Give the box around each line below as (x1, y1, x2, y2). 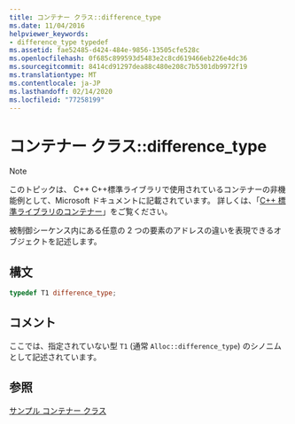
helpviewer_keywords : (9, 29, 89, 38)
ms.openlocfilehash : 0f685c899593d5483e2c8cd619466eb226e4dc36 (9, 54, 248, 63)
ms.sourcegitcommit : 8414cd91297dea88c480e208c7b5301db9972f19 (9, 63, 248, 72)
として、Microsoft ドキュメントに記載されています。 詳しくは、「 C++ (24, 196, 276, 206)
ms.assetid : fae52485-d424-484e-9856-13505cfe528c (9, 46, 200, 55)
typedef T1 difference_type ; (9, 289, 117, 297)
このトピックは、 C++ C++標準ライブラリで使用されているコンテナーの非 (9, 184, 278, 195)
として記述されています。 (9, 351, 102, 362)
